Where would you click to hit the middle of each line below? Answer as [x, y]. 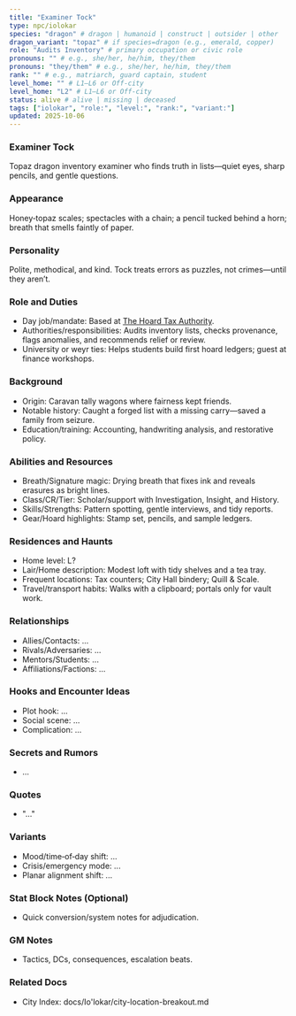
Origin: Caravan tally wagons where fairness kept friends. [127, 401]
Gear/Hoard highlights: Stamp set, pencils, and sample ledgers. [137, 518]
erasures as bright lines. [66, 490]
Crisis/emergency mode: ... [71, 866]
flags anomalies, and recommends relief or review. [114, 340]
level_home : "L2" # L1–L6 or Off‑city [80, 91]
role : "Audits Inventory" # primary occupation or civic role [126, 50]
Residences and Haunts [61, 541]
